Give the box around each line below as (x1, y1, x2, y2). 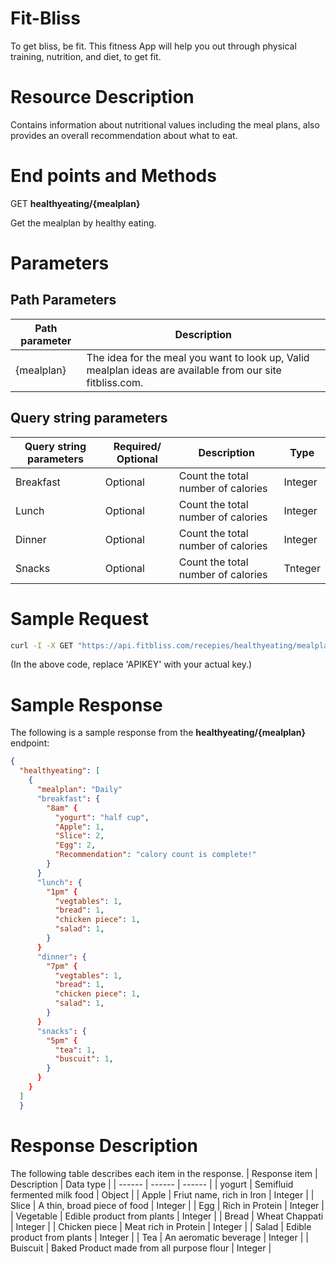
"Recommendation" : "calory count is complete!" (54, 850, 257, 860)
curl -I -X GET (10, 640, 74, 651)
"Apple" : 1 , (54, 822, 105, 832)
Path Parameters (10, 292, 117, 309)
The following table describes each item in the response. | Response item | (10, 1167, 318, 1179)
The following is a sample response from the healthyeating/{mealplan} (10, 727, 307, 739)
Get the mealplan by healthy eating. (10, 217, 157, 229)
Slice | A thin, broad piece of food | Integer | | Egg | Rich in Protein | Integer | (10, 1199, 325, 1211)
